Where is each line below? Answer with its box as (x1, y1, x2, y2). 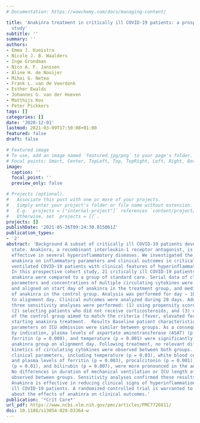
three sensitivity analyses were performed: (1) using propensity (11, 302, 180, 308)
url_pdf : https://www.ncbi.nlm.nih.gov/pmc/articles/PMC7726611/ (6, 402, 171, 408)
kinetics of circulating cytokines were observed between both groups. (11, 347, 193, 352)
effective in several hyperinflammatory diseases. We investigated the (11, 252, 193, 258)
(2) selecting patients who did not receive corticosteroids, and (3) (11, 308, 190, 314)
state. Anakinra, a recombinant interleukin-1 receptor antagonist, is (11, 246, 193, 253)
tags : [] (6, 108, 28, 114)
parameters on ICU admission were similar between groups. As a (11, 324, 174, 330)
